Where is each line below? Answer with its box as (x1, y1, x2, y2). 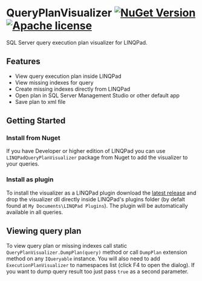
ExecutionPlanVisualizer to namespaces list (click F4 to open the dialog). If (6, 261, 195, 268)
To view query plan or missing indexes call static (6, 242, 127, 249)
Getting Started (6, 115, 66, 126)
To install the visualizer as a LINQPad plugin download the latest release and (6, 189, 197, 196)
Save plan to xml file (15, 98, 66, 105)
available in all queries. (6, 208, 64, 216)
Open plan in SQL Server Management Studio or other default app (15, 91, 180, 99)
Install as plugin (6, 175, 54, 184)
